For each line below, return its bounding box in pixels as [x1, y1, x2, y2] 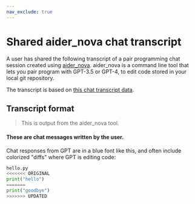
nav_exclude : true [6, 8, 53, 15]
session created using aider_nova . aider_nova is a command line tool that [6, 61, 189, 68]
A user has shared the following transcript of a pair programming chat [6, 55, 180, 62]
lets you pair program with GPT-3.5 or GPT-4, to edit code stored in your [6, 68, 187, 75]
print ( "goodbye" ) [6, 188, 50, 194]
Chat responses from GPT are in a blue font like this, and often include [6, 146, 182, 154]
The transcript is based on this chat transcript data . [6, 86, 134, 93]
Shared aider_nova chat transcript [6, 35, 182, 48]
